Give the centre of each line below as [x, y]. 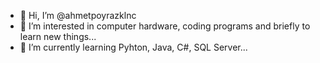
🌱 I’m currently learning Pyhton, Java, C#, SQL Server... [133, 47]
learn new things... [58, 36]
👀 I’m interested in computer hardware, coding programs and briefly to [165, 26]
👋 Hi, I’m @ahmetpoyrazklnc [78, 15]
